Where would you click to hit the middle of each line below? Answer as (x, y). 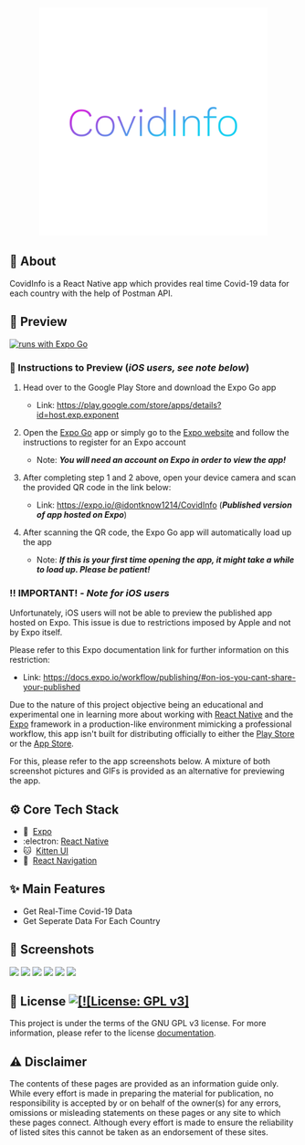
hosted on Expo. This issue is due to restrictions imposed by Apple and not (150, 623)
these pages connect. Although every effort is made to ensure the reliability (152, 1123)
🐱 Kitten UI (45, 851)
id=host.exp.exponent (78, 415)
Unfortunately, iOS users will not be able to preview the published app (141, 613)
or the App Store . (42, 744)
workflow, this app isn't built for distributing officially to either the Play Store (152, 734)
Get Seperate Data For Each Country (91, 920)
